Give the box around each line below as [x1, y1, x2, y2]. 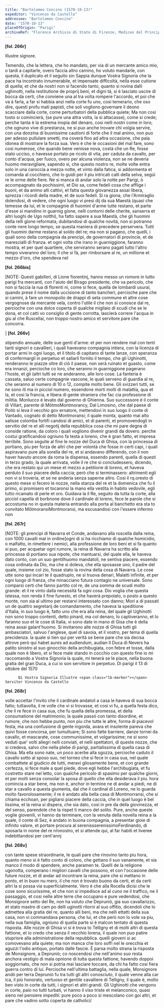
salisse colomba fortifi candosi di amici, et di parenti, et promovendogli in [5, 418, 152, 424]
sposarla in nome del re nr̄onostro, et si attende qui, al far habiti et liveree [5, 828, 152, 833]
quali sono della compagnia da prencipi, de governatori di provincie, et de [5, 234, 153, 240]
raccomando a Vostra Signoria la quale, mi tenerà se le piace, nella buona [5, 655, 153, 661]
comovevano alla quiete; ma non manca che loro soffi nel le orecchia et [5, 940, 148, 946]
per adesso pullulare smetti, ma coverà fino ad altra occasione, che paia [5, 135, 150, 141]
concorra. [5, 321, 25, 326]
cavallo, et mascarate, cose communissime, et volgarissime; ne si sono [5, 734, 148, 740]
